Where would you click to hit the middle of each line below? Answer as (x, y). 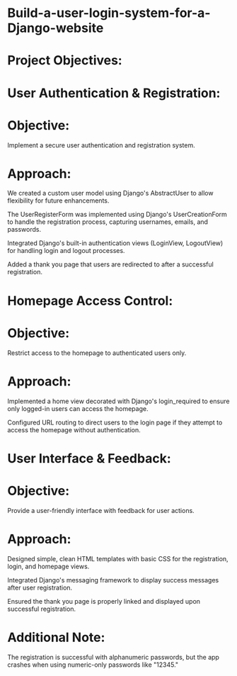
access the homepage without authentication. (74, 429)
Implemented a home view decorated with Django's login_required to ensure (118, 401)
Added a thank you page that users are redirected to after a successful (110, 264)
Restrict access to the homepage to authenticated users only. (97, 353)
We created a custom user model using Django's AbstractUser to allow (110, 193)
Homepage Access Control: (90, 301)
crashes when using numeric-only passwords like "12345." (93, 665)
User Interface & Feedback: (89, 458)
